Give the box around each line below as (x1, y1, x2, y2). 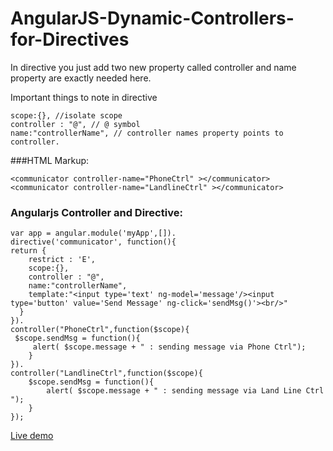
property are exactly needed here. (10, 72, 152, 84)
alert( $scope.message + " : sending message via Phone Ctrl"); (32, 342, 307, 352)
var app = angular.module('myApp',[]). (10, 228, 177, 239)
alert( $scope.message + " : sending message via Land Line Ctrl (46, 386, 325, 396)
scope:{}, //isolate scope (10, 110, 123, 121)
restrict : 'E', (28, 255, 97, 265)
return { (10, 246, 47, 256)
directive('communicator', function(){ (10, 237, 177, 247)
